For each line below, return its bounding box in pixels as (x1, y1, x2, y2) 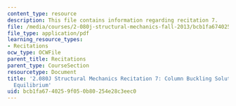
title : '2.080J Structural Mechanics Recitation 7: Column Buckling (7, 75, 212, 82)
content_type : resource (7, 10, 77, 17)
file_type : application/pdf (7, 29, 90, 37)
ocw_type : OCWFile (7, 50, 61, 56)
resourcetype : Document (7, 68, 77, 75)
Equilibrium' (13, 82, 52, 89)
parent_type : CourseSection (7, 62, 90, 69)
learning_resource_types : (7, 36, 83, 43)
